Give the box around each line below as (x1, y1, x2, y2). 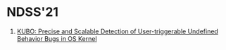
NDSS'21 (6, 4, 59, 20)
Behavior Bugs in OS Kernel (16, 34, 97, 42)
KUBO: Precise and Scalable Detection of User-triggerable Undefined (16, 27, 219, 35)
